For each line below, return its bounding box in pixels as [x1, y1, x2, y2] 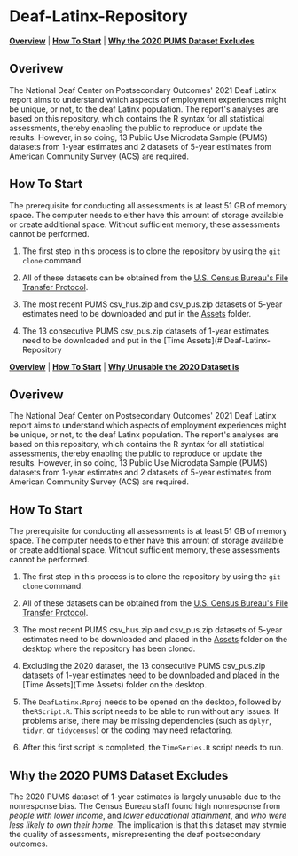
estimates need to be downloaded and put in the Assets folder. [21, 308, 252, 318]
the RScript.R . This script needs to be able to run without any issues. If [21, 706, 279, 717]
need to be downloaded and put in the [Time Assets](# [21, 334, 223, 345]
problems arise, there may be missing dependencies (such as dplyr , [21, 716, 272, 726]
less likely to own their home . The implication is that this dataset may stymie [9, 820, 286, 830]
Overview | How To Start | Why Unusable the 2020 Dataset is [9, 361, 239, 372]
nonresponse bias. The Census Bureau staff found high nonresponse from [9, 801, 281, 811]
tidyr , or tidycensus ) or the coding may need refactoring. [21, 725, 233, 735]
